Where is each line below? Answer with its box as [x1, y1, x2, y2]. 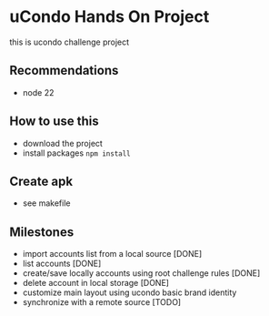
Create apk [9, 173, 74, 189]
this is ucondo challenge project [9, 36, 130, 47]
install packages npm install [22, 148, 132, 158]
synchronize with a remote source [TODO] [22, 297, 182, 308]
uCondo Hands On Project [9, 6, 210, 27]
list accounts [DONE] [22, 258, 102, 270]
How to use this [9, 114, 100, 129]
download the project [22, 138, 103, 148]
